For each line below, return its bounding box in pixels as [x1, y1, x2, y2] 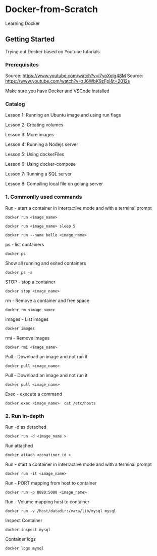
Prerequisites [5, 61, 39, 68]
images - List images [5, 316, 49, 322]
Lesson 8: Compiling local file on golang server [5, 181, 103, 187]
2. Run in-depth [5, 412, 44, 419]
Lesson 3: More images [5, 132, 54, 138]
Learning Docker [5, 20, 40, 26]
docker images [5, 326, 35, 331]
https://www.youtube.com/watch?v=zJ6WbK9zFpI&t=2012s [5, 78, 130, 84]
